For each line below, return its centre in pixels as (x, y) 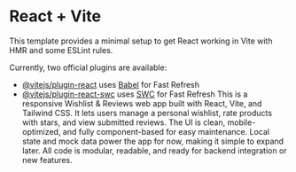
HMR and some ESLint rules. (61, 50)
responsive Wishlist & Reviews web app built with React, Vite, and (142, 103)
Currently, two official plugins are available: (88, 67)
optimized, (41, 131)
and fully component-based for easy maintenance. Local (166, 131)
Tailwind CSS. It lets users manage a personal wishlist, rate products (147, 113)
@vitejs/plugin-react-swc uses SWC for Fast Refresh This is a (135, 94)
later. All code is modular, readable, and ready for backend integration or (154, 150)
